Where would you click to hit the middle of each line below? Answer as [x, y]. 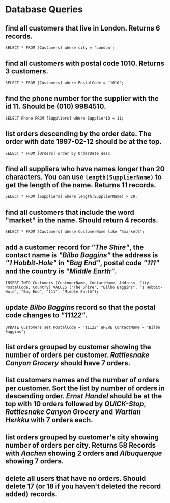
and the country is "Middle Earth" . [61, 271]
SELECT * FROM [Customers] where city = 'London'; [60, 48]
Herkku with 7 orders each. [49, 420]
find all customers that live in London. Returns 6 [83, 28]
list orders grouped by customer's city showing [82, 437]
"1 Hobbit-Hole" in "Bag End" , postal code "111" [82, 263]
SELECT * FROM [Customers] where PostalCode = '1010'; [65, 83]
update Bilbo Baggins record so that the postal [80, 307]
